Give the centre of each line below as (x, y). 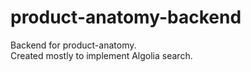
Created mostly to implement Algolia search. (101, 55)
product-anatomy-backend (126, 17)
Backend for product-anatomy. (73, 45)
